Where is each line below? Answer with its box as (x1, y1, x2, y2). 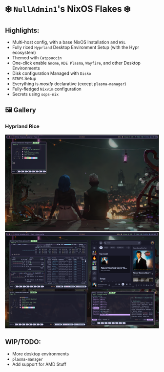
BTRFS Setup (12, 76, 37, 81)
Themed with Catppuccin (12, 55, 62, 61)
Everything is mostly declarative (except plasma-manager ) (12, 81, 126, 87)
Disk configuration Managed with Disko (12, 70, 91, 76)
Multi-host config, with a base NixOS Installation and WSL (12, 39, 126, 45)
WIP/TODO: (5, 338, 41, 346)
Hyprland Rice (5, 123, 40, 130)
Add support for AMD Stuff (12, 361, 67, 367)
